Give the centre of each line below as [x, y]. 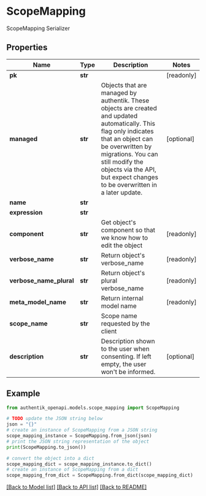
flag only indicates [128, 131]
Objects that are [124, 85]
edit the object [122, 245]
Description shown [128, 341]
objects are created [129, 108]
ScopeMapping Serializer [38, 28]
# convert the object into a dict [51, 458]
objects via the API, [128, 169]
